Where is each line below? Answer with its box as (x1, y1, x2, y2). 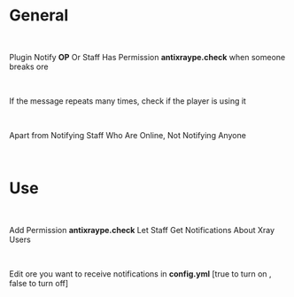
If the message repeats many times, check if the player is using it (9, 95, 246, 106)
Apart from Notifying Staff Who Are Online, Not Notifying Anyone (9, 129, 246, 140)
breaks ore (9, 61, 49, 72)
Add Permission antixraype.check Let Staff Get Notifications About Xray (9, 224, 275, 235)
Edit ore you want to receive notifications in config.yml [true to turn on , (9, 268, 272, 279)
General (9, 5, 69, 26)
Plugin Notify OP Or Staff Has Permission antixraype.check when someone (9, 51, 286, 62)
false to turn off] (9, 277, 69, 288)
